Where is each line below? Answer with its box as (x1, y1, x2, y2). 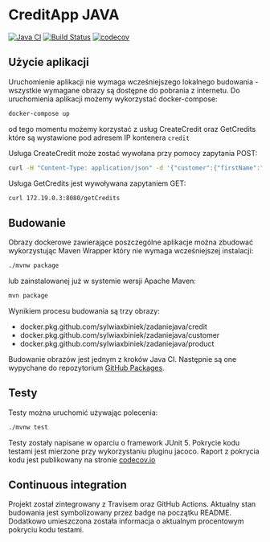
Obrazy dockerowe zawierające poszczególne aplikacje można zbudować (8, 237, 254, 247)
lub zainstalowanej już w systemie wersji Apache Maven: (8, 276, 197, 286)
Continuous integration (8, 478, 127, 492)
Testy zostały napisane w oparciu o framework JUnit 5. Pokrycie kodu (8, 437, 240, 447)
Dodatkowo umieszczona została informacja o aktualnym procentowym (8, 516, 244, 526)
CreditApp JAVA (8, 6, 120, 24)
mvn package (8, 292, 48, 300)
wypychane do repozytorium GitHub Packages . (8, 363, 165, 372)
